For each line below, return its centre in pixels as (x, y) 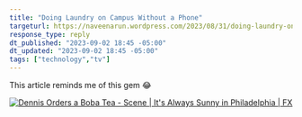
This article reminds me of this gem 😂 (80, 85)
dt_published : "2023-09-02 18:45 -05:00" (88, 43)
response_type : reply (50, 34)
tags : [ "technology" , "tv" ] (60, 59)
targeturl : (30, 26)
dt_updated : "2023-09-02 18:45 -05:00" (84, 51)
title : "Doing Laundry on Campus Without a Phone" (106, 18)
